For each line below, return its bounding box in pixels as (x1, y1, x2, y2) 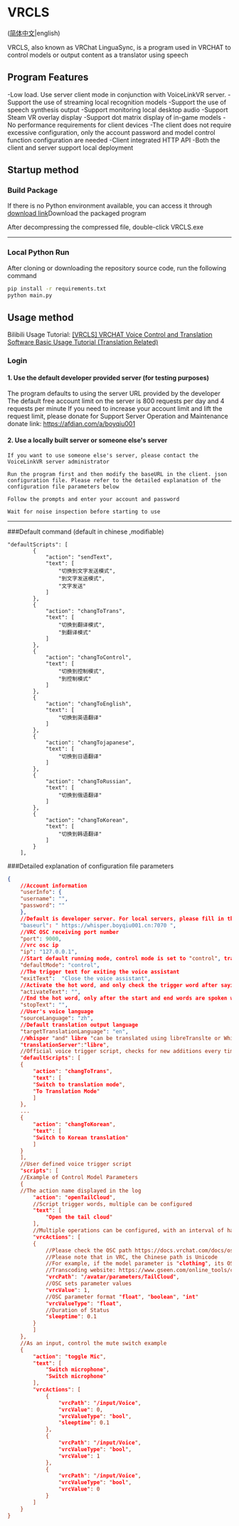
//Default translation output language (20, 1021, 139, 1028)
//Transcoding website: (45, 1267, 116, 1274)
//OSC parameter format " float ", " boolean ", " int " (45, 1293, 199, 1301)
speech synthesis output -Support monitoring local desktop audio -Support (7, 105, 228, 114)
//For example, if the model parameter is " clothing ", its (45, 1260, 224, 1267)
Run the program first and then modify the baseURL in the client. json (7, 470, 228, 478)
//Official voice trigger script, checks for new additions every (20, 1048, 221, 1055)
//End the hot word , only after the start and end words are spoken (20, 995, 228, 1002)
